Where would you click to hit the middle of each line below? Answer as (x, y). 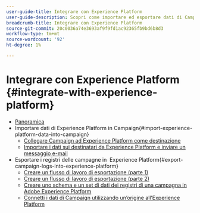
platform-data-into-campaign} (52, 134)
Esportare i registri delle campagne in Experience (76, 159)
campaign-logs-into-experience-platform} (67, 166)
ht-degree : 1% (24, 45)
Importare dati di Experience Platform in (64, 128)
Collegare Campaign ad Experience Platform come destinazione (102, 140)
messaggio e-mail (46, 153)
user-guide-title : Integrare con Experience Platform (74, 12)
